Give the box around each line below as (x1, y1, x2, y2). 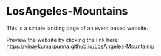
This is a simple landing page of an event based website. (6, 24, 149, 32)
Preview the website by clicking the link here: (6, 36, 120, 43)
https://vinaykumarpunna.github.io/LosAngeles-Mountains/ (6, 43, 155, 50)
